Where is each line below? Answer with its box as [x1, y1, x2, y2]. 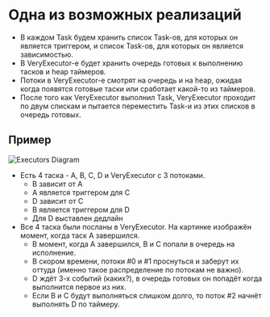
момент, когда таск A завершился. [19, 230, 140, 240]
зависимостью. [19, 49, 74, 59]
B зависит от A [31, 179, 83, 188]
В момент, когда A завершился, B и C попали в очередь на [31, 239, 235, 248]
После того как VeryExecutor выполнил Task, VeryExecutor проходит [19, 92, 256, 102]
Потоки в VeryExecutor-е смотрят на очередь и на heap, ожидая [19, 75, 243, 85]
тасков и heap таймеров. [19, 66, 106, 76]
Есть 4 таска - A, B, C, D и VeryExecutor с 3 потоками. [19, 170, 206, 180]
